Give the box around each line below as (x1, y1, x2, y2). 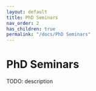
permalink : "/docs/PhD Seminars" (6, 32, 91, 38)
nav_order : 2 (6, 20, 39, 26)
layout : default (6, 8, 47, 15)
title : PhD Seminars (6, 15, 59, 21)
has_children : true (6, 25, 56, 32)
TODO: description (6, 78, 53, 85)
